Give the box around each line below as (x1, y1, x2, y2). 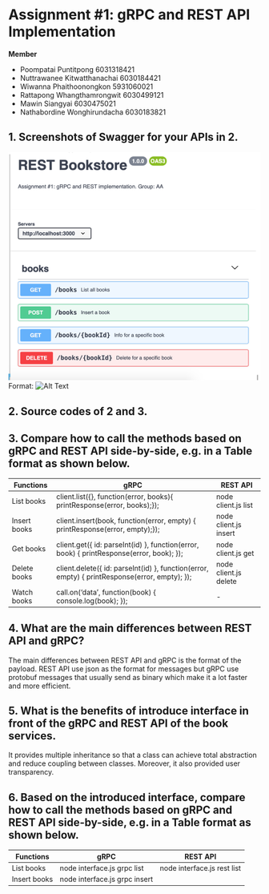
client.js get (215, 548, 255, 558)
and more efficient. (8, 681, 71, 691)
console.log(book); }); (55, 596, 128, 606)
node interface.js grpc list (59, 863, 144, 872)
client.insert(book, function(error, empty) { (55, 515, 196, 526)
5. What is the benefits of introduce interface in (8, 703, 250, 718)
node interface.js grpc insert (59, 875, 154, 884)
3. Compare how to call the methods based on (8, 432, 242, 445)
